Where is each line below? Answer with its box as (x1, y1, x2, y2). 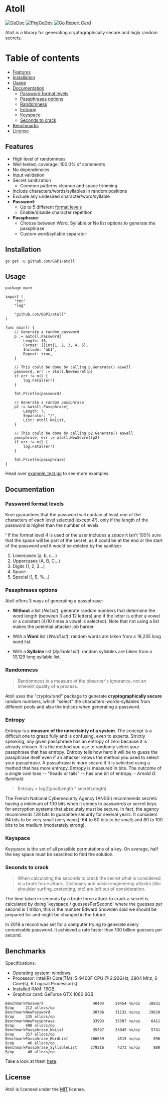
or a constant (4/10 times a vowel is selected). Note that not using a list (12, 618, 159, 624)
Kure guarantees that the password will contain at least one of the (5, 512, 141, 517)
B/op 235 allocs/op (5, 1014, 55, 1020)
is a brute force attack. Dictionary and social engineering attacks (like (17, 881, 161, 887)
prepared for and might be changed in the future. (5, 912, 107, 918)
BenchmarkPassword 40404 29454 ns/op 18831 (5, 1001, 160, 1006)
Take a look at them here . (5, 1058, 58, 1064)
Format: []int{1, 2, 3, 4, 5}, (23, 343, 89, 348)
